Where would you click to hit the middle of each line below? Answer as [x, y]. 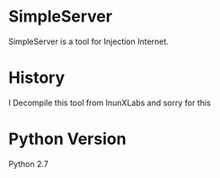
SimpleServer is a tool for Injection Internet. [89, 41]
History [37, 78]
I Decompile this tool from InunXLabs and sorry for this [110, 102]
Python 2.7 [28, 164]
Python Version [67, 139]
